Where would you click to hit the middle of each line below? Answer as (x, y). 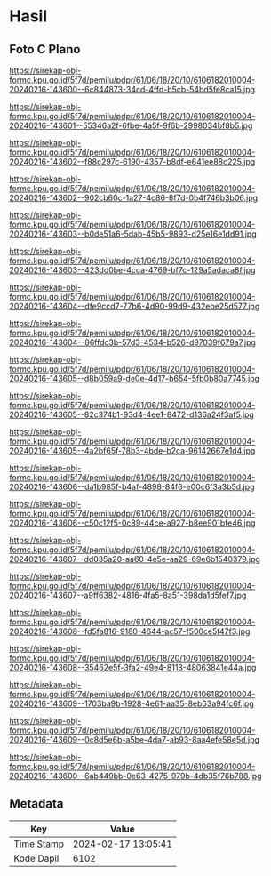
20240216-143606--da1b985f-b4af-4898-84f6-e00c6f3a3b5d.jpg (132, 487)
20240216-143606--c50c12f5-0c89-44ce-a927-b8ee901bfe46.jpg (132, 523)
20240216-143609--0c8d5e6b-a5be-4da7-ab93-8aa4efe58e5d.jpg (135, 739)
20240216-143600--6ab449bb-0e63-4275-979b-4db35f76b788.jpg (135, 776)
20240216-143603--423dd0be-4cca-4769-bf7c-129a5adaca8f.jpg (132, 270)
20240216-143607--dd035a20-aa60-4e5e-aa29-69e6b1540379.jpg (135, 559)
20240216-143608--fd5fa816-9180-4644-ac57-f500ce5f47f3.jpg (130, 631)
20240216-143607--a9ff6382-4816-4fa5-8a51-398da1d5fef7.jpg (128, 595)
